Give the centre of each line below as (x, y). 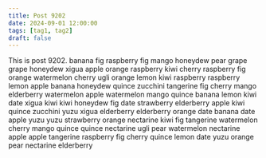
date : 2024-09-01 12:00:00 (53, 23)
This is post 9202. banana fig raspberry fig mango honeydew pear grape (128, 61)
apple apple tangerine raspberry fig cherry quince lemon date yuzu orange (131, 137)
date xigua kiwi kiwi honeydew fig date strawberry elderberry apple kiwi (127, 103)
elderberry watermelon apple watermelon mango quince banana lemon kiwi (133, 95)
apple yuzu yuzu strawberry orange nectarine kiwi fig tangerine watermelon (133, 120)
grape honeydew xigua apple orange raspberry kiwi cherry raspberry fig (127, 69)
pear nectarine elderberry (51, 145)
